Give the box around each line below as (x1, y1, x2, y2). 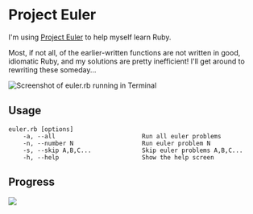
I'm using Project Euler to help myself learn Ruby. (8, 32, 172, 42)
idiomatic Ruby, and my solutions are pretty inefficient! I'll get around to (8, 56, 246, 66)
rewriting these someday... (8, 64, 97, 74)
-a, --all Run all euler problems (23, 132, 222, 140)
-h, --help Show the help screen (23, 153, 215, 162)
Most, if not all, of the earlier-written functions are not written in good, (8, 47, 241, 57)
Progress (8, 175, 55, 189)
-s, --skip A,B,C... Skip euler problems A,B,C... (23, 146, 243, 154)
